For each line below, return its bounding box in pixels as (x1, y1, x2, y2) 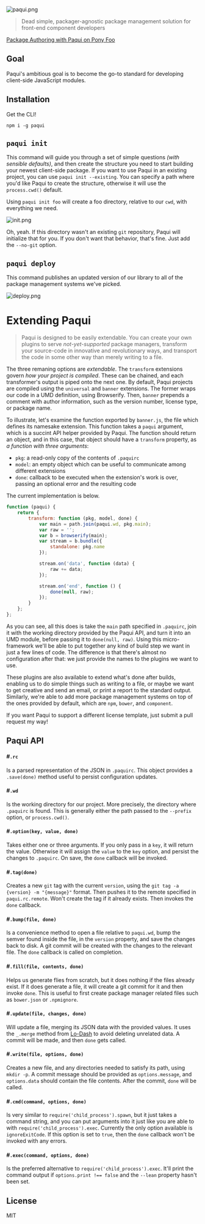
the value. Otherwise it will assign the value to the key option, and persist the (6, 847, 199, 855)
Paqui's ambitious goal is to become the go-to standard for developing (6, 70, 184, 77)
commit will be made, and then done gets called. (6, 1036, 127, 1044)
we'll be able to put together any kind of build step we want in (35, 642, 190, 649)
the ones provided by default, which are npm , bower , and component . (6, 699, 173, 707)
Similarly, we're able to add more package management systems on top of (6, 693, 193, 700)
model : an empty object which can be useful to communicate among (15, 461, 186, 468)
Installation (6, 94, 50, 105)
